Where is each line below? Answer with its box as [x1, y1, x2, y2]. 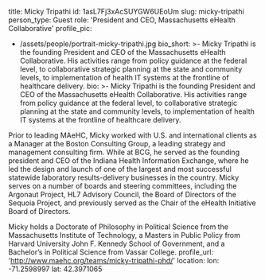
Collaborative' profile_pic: [8, 24, 92, 33]
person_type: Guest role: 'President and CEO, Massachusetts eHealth [8, 15, 236, 25]
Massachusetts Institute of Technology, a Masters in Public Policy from [8, 231, 241, 239]
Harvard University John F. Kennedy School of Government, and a [8, 239, 225, 248]
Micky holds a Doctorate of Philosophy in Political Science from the [8, 222, 229, 231]
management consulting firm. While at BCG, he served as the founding [8, 147, 240, 157]
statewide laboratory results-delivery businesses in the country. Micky [8, 173, 240, 182]
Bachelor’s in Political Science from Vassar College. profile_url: [8, 247, 213, 257]
